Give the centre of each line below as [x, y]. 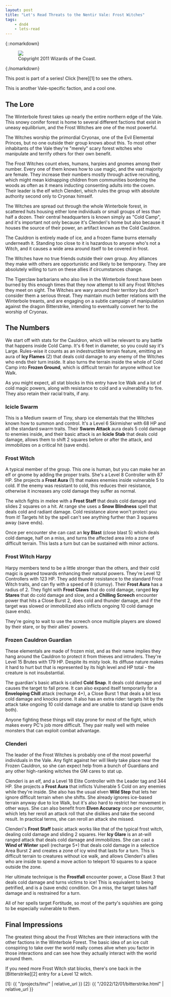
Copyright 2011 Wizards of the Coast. [57, 59]
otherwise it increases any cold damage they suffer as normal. [71, 491]
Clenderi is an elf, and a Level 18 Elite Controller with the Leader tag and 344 [86, 781]
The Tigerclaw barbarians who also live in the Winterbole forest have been [84, 279]
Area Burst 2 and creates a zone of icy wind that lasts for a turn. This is [80, 851]
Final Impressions [34, 925]
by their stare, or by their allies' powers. [47, 627]
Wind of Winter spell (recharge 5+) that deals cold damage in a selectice [82, 845]
